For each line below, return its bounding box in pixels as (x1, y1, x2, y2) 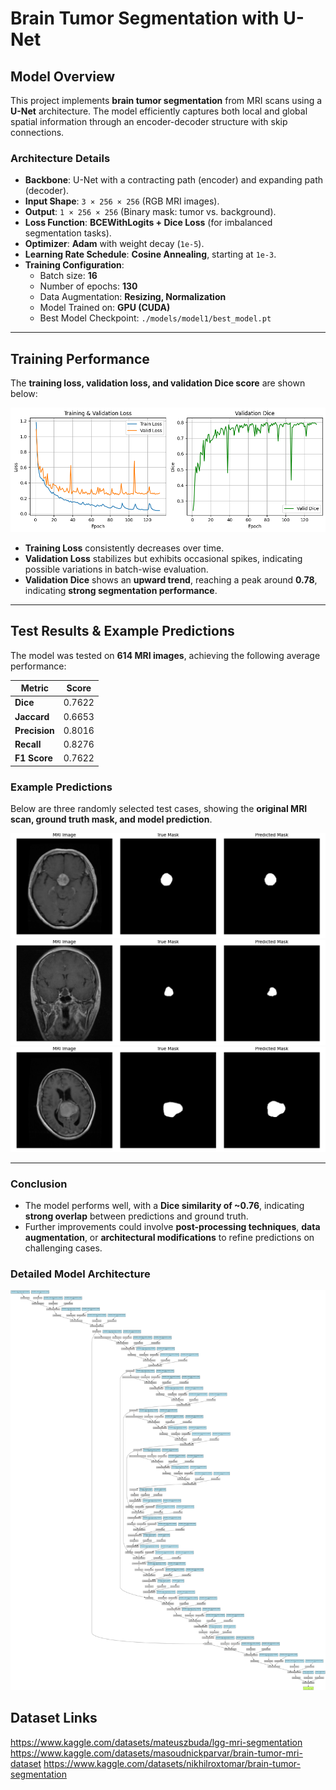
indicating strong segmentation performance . (24, 584, 218, 596)
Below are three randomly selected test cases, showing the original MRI (10, 803, 308, 815)
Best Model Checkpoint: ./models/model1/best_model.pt (39, 312, 272, 324)
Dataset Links (10, 1710, 98, 1727)
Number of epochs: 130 (39, 280, 138, 292)
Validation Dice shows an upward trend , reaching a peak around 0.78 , (24, 573, 318, 586)
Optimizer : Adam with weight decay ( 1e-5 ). (24, 238, 205, 250)
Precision (14, 724, 55, 736)
